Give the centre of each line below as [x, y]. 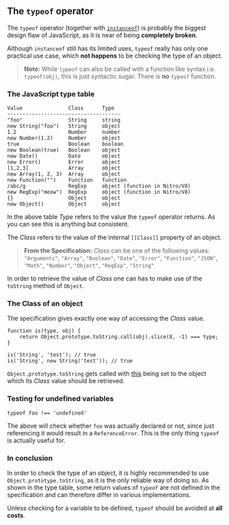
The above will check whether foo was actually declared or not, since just [111, 426]
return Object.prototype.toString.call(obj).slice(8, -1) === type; [119, 337]
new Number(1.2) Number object [64, 138]
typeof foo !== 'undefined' [47, 413]
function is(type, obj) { [44, 331]
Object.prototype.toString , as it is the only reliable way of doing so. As [108, 480]
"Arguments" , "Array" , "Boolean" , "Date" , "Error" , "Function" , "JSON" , [121, 258]
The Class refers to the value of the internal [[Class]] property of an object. [114, 237]
